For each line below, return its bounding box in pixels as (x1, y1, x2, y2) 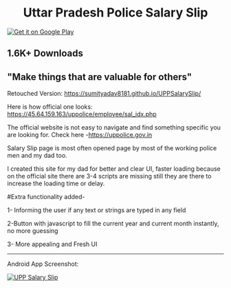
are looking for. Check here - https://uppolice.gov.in (7, 131, 153, 139)
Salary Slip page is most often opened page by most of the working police (7, 144, 217, 152)
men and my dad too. (7, 152, 67, 160)
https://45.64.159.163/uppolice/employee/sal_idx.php (7, 110, 157, 119)
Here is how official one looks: (7, 103, 93, 111)
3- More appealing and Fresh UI (7, 240, 98, 249)
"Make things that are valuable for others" (7, 71, 192, 83)
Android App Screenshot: (7, 260, 79, 268)
